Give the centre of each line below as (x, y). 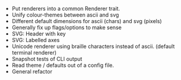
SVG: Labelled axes (36, 40)
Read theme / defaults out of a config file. (63, 65)
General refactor (32, 71)
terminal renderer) (34, 52)
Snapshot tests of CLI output (47, 59)
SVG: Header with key (39, 34)
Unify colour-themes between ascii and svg (65, 15)
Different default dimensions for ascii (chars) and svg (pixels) (87, 21)
